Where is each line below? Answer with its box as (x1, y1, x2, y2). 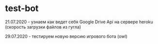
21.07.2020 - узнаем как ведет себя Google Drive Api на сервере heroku (5, 19, 154, 25)
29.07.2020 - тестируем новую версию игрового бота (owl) (5, 33, 127, 39)
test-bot (5, 3, 39, 14)
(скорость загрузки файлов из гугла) (5, 24, 81, 29)
